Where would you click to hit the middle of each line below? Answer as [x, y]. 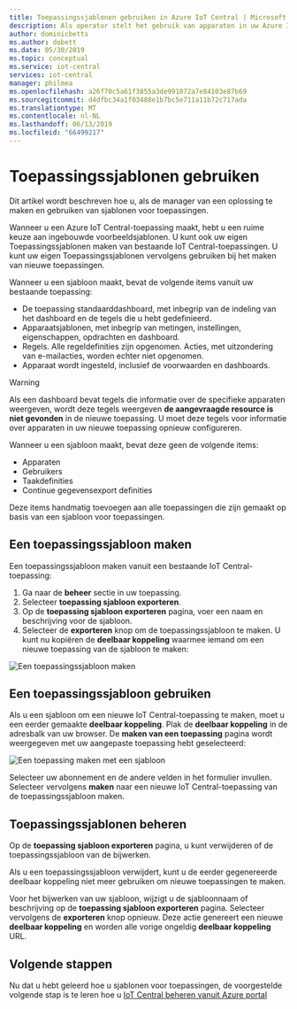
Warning [24, 382]
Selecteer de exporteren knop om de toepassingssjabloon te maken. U [151, 630]
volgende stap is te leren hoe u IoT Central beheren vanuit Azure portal [138, 995]
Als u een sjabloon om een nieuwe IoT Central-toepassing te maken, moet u [147, 715]
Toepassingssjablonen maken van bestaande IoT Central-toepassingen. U [144, 246]
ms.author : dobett [43, 42]
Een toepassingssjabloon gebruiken [110, 694]
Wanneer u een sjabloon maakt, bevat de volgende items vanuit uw [131, 282]
